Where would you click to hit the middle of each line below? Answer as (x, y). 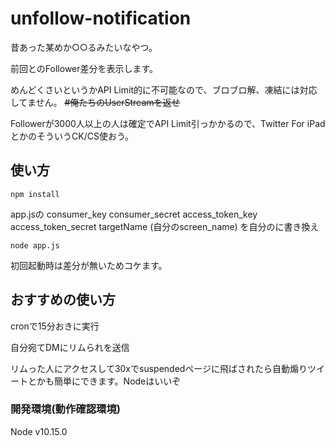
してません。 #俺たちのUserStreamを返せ (95, 102)
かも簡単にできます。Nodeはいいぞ (109, 381)
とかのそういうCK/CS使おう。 (72, 136)
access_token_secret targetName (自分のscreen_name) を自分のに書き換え (165, 226)
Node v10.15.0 (39, 431)
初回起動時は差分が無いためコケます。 (89, 265)
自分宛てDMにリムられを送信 (70, 347)
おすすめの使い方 (63, 300)
